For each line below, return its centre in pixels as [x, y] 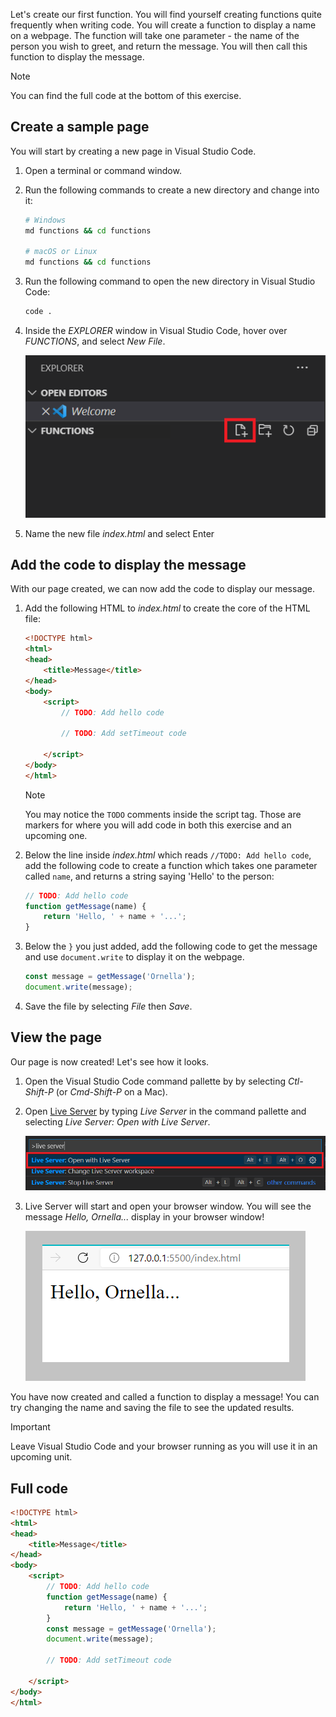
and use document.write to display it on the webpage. [134, 957]
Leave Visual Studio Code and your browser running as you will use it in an [164, 1446]
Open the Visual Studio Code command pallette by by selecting [155, 1081]
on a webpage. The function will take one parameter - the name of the [155, 35]
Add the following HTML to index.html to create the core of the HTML [167, 608]
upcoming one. [56, 835]
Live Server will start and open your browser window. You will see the [168, 1206]
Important [30, 1427]
